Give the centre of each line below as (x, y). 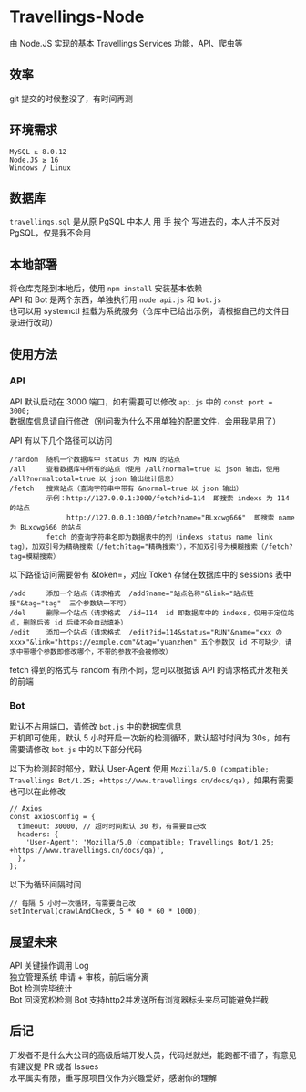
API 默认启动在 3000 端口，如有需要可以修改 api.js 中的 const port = (141, 401)
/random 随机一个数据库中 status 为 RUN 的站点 (95, 459)
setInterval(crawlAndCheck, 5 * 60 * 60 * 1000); (106, 912)
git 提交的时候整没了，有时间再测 (71, 99)
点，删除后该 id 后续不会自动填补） (68, 623)
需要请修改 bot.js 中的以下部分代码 (76, 750)
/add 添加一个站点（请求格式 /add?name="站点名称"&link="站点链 (132, 593)
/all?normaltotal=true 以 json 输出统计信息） (94, 478)
